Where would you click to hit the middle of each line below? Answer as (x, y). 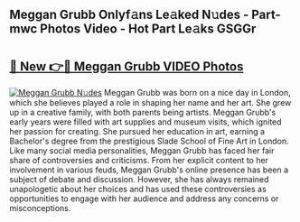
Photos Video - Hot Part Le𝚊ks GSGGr (148, 29)
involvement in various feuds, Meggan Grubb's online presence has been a (149, 170)
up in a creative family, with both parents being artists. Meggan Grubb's (143, 112)
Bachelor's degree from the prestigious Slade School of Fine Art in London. (149, 141)
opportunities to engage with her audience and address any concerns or (144, 199)
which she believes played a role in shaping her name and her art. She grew (150, 102)
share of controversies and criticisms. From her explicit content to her (139, 160)
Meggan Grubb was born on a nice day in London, (197, 92)
